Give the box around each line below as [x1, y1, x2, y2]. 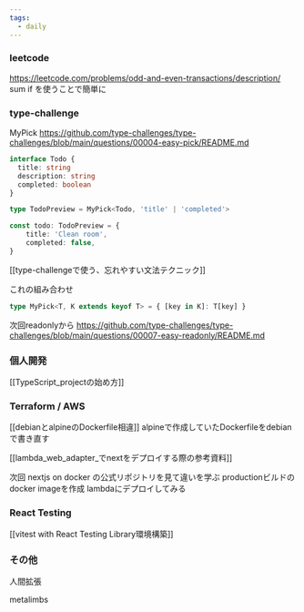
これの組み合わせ [9, 283, 74, 294]
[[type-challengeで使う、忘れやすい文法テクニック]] [9, 264, 207, 275]
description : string [17, 171, 96, 180]
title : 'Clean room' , [25, 229, 107, 240]
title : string [17, 163, 71, 172]
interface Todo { [9, 155, 76, 164]
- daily [17, 22, 47, 31]
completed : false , [25, 239, 96, 248]
